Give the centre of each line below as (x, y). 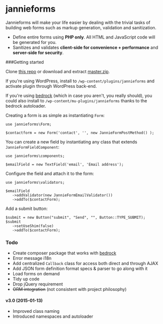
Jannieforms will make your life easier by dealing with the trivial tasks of (78, 22)
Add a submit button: (27, 209)
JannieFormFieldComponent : (32, 147)
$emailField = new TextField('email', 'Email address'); (65, 164)
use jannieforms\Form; (29, 124)
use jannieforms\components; (35, 156)
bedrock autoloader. (26, 106)
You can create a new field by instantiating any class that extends (71, 142)
